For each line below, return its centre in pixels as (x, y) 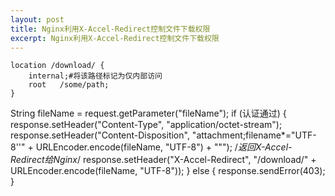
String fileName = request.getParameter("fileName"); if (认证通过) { (148, 113)
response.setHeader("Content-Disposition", (100, 135)
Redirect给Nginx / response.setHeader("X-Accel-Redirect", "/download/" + (163, 160)
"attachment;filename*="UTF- (254, 135)
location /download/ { (57, 66)
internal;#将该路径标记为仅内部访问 (95, 76)
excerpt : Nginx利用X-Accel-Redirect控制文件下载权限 (115, 38)
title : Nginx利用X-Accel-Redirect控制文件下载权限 (110, 29)
